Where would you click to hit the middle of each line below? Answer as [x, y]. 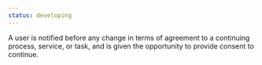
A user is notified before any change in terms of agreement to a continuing [129, 38]
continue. [24, 54]
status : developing [40, 15]
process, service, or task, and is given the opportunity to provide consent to [131, 46]
